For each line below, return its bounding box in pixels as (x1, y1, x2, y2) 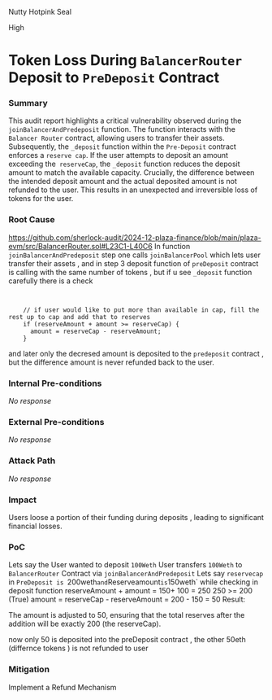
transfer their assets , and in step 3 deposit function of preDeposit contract (8, 258, 259, 268)
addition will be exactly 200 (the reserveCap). (8, 619, 162, 629)
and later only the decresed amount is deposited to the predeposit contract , (8, 348, 264, 358)
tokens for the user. (8, 194, 74, 203)
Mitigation (8, 663, 50, 675)
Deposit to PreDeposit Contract (8, 68, 220, 87)
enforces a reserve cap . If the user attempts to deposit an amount (8, 151, 229, 160)
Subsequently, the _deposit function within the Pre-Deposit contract (8, 142, 237, 151)
